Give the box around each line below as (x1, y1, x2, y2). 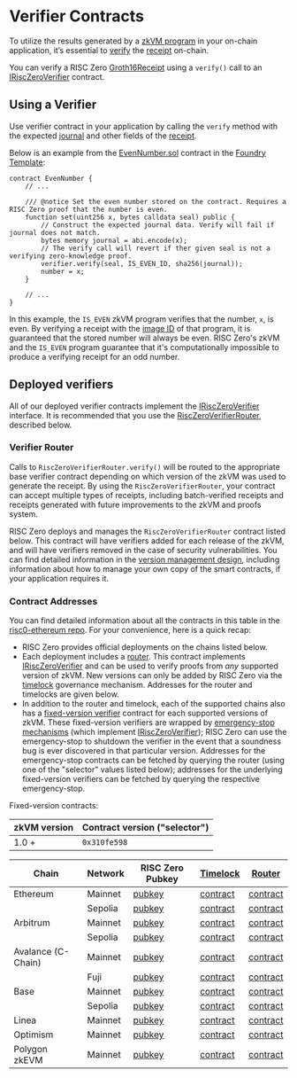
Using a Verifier (9, 98, 97, 113)
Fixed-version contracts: (9, 801, 99, 811)
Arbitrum (13, 917, 50, 929)
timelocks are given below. (21, 689, 119, 699)
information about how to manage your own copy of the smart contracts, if (9, 563, 281, 574)
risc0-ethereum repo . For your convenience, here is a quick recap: (9, 625, 252, 636)
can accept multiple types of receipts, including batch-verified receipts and (9, 489, 285, 500)
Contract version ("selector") (82, 822, 209, 834)
